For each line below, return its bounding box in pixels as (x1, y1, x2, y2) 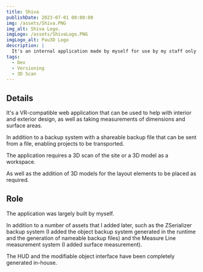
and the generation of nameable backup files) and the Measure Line (6, 234, 176, 242)
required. (6, 176, 29, 184)
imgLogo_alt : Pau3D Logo (6, 37, 69, 43)
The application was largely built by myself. (6, 210, 115, 217)
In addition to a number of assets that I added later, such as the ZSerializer (6, 221, 192, 228)
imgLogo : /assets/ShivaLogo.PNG (6, 31, 88, 37)
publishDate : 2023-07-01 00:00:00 (6, 15, 94, 21)
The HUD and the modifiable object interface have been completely (6, 252, 175, 260)
